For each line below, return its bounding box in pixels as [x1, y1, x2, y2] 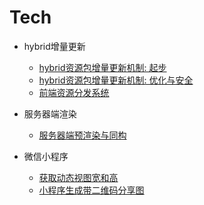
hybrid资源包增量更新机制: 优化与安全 [38, 74, 194, 86]
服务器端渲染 [23, 107, 77, 120]
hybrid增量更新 [23, 40, 86, 52]
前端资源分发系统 [38, 86, 110, 98]
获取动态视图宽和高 [38, 171, 119, 183]
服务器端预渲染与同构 [38, 129, 127, 141]
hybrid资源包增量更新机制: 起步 [38, 61, 167, 73]
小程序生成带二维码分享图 [38, 184, 145, 196]
